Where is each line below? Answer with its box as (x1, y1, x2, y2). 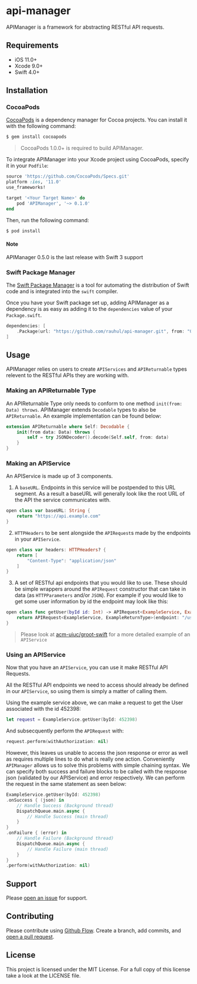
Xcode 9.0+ (14, 62, 43, 69)
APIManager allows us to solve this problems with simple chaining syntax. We (6, 762, 191, 769)
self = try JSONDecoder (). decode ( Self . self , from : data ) (27, 435, 169, 440)
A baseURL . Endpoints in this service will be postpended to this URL (14, 484, 176, 491)
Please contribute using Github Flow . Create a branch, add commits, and (6, 927, 181, 934)
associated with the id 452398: (6, 705, 81, 712)
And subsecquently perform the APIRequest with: (6, 727, 124, 734)
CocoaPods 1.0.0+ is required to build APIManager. (20, 145, 144, 152)
